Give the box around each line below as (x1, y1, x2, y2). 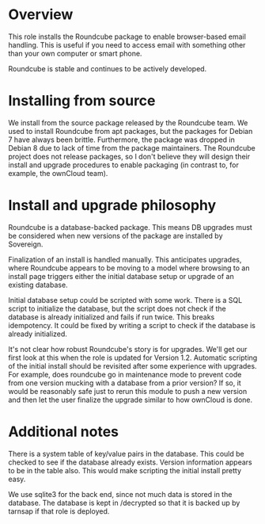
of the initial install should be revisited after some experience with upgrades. (8, 361, 257, 370)
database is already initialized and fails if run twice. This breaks (8, 312, 215, 322)
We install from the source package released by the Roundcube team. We (8, 117, 248, 128)
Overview (8, 6, 74, 24)
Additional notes (8, 423, 119, 441)
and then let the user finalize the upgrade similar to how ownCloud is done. (8, 395, 253, 404)
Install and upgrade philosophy (8, 197, 217, 215)
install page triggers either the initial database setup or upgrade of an (8, 271, 235, 281)
